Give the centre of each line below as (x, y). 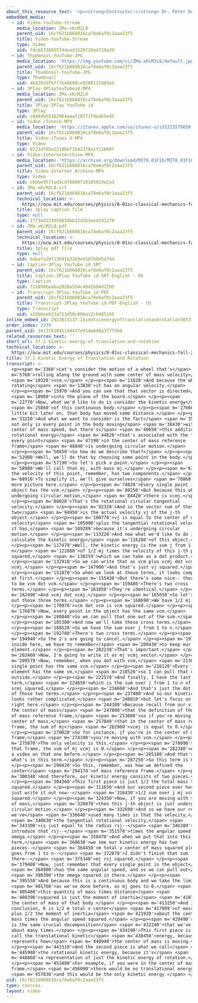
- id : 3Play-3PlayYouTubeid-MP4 (51, 89)
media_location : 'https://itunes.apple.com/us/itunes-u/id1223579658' (105, 127)
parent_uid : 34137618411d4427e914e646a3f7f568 (64, 331)
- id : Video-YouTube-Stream (46, 22)
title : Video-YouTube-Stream (52, 39)
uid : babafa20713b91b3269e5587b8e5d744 (66, 259)
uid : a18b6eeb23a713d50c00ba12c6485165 (66, 314)
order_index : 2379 (29, 325)
